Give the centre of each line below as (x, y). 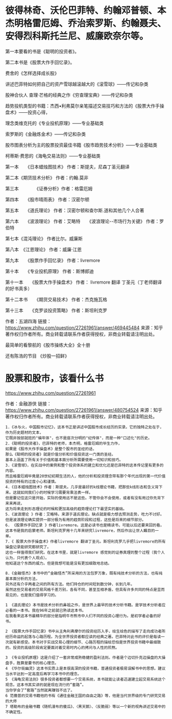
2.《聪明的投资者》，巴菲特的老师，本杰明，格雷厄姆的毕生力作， (64, 443)
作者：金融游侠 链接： (28, 404)
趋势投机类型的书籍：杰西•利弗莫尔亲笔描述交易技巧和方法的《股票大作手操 (85, 106)
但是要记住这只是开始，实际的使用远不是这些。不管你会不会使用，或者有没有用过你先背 (83, 498)
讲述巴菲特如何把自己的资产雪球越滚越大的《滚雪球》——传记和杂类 (77, 84)
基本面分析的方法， (22, 578)
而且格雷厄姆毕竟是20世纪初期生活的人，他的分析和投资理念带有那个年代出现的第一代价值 (85, 476)
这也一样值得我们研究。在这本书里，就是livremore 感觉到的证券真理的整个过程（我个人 (85, 552)
